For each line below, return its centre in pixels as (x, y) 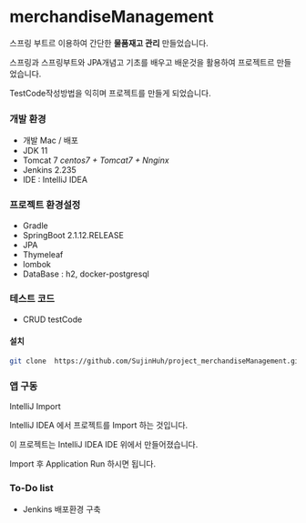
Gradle (35, 226)
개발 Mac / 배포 (51, 141)
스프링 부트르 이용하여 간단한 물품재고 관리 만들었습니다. (109, 43)
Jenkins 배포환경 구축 (62, 509)
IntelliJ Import (35, 407)
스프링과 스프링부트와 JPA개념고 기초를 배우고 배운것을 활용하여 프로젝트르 (142, 62)
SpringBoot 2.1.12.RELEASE (73, 235)
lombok (37, 264)
